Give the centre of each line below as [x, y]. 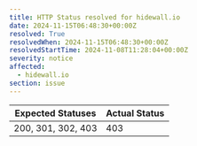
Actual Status [135, 113]
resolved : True [37, 34]
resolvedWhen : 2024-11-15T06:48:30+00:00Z [89, 42]
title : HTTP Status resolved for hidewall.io [95, 17]
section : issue [37, 83]
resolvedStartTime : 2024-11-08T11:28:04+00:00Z [99, 50]
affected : [28, 67]
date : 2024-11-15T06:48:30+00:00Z [73, 26]
